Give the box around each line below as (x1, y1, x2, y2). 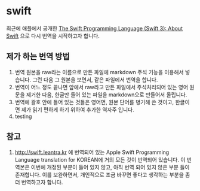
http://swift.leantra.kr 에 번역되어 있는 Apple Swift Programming (14, 148, 170, 156)
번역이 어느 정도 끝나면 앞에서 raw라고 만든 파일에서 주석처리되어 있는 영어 (14, 83, 189, 90)
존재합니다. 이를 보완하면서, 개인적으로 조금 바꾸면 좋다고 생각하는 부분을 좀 (14, 171, 190, 178)
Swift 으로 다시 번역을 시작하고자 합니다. (6, 32, 100, 40)
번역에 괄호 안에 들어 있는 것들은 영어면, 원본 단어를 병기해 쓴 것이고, (14, 98, 174, 105)
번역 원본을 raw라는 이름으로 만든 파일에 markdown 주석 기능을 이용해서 (14, 68, 184, 75)
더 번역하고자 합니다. (14, 178, 63, 186)
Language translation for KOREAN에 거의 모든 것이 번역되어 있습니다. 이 (14, 156, 186, 163)
